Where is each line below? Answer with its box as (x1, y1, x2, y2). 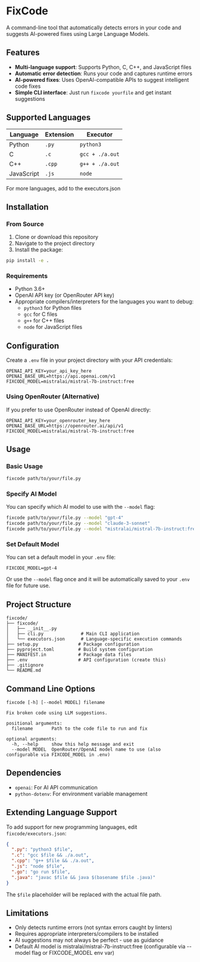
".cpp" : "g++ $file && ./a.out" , (11, 858, 95, 864)
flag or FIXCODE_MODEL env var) (32, 949, 115, 957)
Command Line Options (6, 684, 95, 694)
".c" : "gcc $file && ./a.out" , (11, 852, 89, 858)
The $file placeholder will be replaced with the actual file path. (6, 891, 162, 898)
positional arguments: (6, 720, 62, 726)
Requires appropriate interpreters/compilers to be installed (14, 930, 159, 938)
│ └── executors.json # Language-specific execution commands (6, 636, 183, 643)
